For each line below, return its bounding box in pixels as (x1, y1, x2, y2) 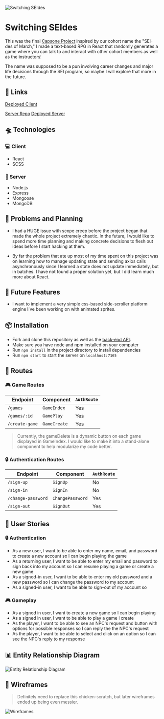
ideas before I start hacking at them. (12, 243, 86, 249)
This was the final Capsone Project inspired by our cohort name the (5, 38, 141, 44)
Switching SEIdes (5, 22, 78, 33)
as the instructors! (5, 54, 42, 60)
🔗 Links (5, 88, 28, 96)
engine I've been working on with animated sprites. (12, 306, 116, 312)
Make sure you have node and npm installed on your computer (12, 342, 139, 348)
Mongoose (12, 195, 34, 201)
